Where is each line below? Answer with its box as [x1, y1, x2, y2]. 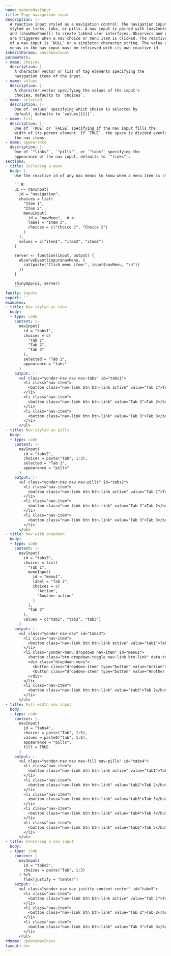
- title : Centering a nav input [5, 839, 74, 845]
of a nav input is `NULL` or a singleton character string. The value [10, 41, 163, 46]
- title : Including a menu [5, 163, 63, 168]
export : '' [5, 295, 28, 300]
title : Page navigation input [5, 12, 70, 17]
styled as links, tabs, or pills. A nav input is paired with [10, 26, 145, 32]
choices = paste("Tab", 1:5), [23, 731, 88, 736]
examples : [5, 300, 26, 305]
